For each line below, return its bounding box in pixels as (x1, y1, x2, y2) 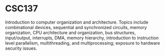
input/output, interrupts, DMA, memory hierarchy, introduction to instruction (5, 35, 159, 41)
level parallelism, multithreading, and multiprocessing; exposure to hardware (5, 40, 160, 46)
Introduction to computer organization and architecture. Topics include (5, 19, 149, 25)
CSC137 (5, 3, 38, 14)
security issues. (5, 45, 37, 51)
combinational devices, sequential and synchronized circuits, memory (5, 24, 147, 30)
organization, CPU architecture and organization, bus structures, (5, 29, 136, 35)
